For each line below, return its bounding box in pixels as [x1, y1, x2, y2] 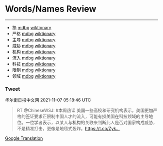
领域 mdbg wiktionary [12, 73, 56, 79]
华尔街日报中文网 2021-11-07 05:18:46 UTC [5, 97, 91, 103]
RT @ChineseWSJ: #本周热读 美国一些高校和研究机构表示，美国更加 [16, 108, 154, 114]
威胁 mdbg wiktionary [12, 43, 56, 49]
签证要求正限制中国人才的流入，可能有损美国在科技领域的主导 [25, 114, 149, 119]
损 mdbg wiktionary [12, 24, 52, 30]
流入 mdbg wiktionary [12, 55, 56, 61]
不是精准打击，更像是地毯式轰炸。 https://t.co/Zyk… [16, 126, 120, 131]
